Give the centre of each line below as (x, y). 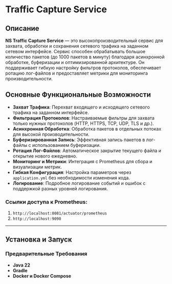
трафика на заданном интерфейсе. (51, 112)
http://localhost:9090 (37, 219)
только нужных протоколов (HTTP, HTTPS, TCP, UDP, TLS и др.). (83, 123)
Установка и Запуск (39, 239)
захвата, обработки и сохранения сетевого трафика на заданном (77, 46)
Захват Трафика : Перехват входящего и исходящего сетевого (81, 107)
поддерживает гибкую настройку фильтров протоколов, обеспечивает (83, 68)
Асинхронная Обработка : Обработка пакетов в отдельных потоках (87, 128)
